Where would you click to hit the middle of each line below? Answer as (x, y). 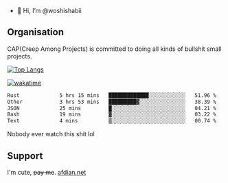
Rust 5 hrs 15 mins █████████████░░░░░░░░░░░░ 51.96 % (112, 95)
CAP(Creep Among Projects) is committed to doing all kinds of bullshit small (114, 49)
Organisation (35, 32)
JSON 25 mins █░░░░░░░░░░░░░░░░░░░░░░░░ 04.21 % (112, 108)
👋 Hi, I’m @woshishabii (49, 11)
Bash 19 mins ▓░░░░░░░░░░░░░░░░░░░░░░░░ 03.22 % (112, 115)
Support (25, 156)
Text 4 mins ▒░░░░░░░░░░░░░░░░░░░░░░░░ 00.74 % (112, 121)
